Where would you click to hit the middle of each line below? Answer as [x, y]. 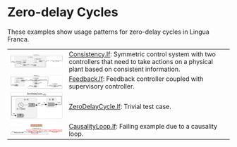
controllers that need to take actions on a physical [141, 61]
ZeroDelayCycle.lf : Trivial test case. [120, 106]
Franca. [18, 39]
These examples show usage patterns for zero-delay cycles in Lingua [108, 32]
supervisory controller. [102, 86]
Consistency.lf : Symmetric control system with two [142, 54]
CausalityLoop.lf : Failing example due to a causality [143, 127]
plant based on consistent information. [124, 69]
